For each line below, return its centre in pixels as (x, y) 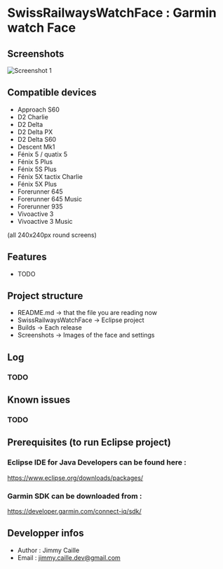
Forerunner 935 (40, 206)
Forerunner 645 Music (50, 199)
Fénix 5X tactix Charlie (50, 176)
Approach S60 (38, 109)
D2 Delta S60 (37, 139)
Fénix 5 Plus (35, 161)
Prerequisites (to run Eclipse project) (89, 442)
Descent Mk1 (36, 147)
